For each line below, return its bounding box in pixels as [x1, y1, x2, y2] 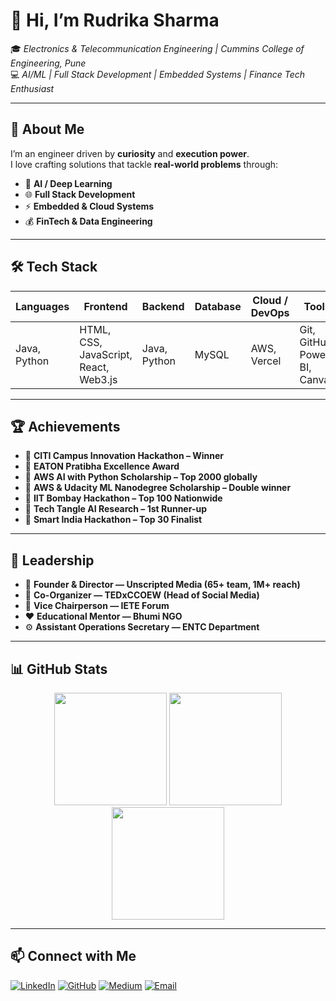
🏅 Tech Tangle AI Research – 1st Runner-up [24, 503, 207, 515]
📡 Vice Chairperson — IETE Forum [24, 600, 170, 612]
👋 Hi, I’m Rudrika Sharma [10, 9, 220, 32]
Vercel [250, 354, 282, 368]
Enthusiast [10, 82, 55, 94]
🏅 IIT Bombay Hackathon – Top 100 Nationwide [24, 492, 223, 504]
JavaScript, [79, 347, 133, 361]
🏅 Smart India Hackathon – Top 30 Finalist [24, 514, 203, 526]
